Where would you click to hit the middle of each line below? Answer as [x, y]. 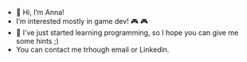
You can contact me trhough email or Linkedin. [92, 49]
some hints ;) [37, 41]
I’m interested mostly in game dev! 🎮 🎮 [82, 21]
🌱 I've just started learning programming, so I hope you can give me [127, 33]
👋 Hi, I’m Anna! [40, 12]
